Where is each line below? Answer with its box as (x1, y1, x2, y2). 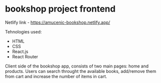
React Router (12, 53, 38, 59)
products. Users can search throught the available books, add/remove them (5, 68, 157, 74)
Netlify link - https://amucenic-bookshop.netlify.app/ (5, 19, 111, 25)
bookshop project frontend (5, 3, 116, 15)
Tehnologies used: (5, 29, 42, 34)
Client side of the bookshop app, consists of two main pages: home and (5, 63, 149, 69)
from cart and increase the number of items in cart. (5, 73, 108, 79)
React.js (12, 49, 29, 54)
